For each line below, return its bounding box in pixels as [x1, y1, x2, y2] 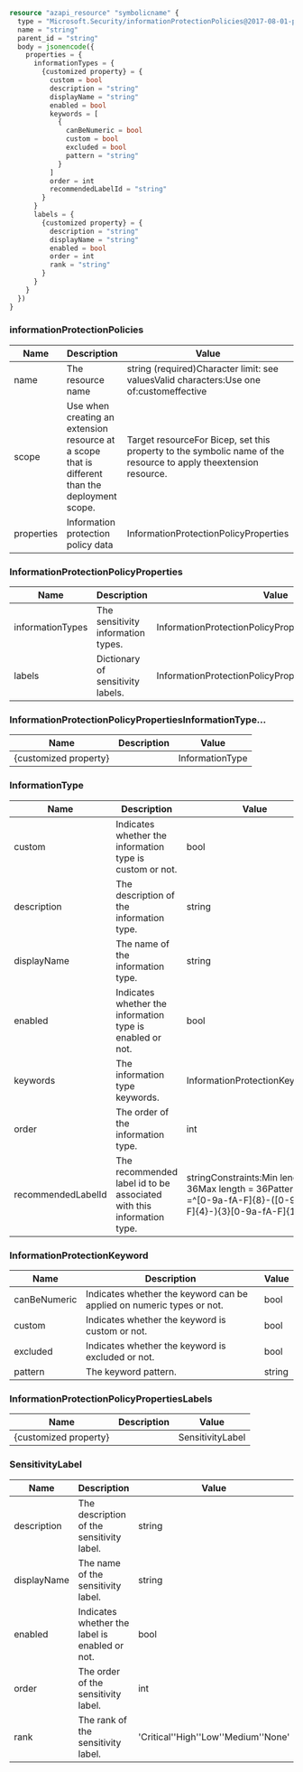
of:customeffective [126, 385, 207, 397]
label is [78, 1627, 108, 1640]
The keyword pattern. [85, 1365, 178, 1377]
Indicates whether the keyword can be [85, 1287, 248, 1300]
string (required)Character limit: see [126, 362, 280, 375]
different [66, 467, 103, 480]
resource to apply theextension [126, 456, 259, 469]
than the [66, 479, 102, 491]
